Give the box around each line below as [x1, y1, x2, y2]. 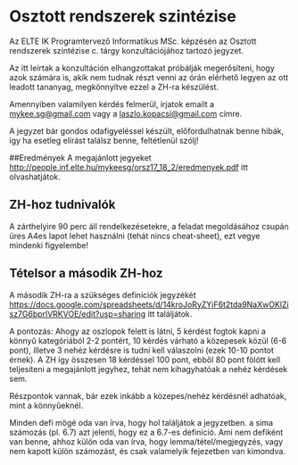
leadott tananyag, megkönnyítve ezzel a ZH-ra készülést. [9, 81, 219, 92]
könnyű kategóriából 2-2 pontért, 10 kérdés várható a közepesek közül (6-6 [9, 335, 287, 345]
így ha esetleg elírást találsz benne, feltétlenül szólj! [9, 135, 199, 145]
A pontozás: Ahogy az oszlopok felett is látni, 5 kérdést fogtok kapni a [9, 326, 266, 336]
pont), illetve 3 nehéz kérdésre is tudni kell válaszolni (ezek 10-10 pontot [9, 345, 275, 355]
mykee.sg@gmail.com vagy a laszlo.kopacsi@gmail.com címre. [9, 108, 243, 119]
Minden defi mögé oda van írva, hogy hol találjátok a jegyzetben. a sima [9, 417, 274, 428]
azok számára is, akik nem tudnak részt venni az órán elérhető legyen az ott [9, 71, 289, 82]
